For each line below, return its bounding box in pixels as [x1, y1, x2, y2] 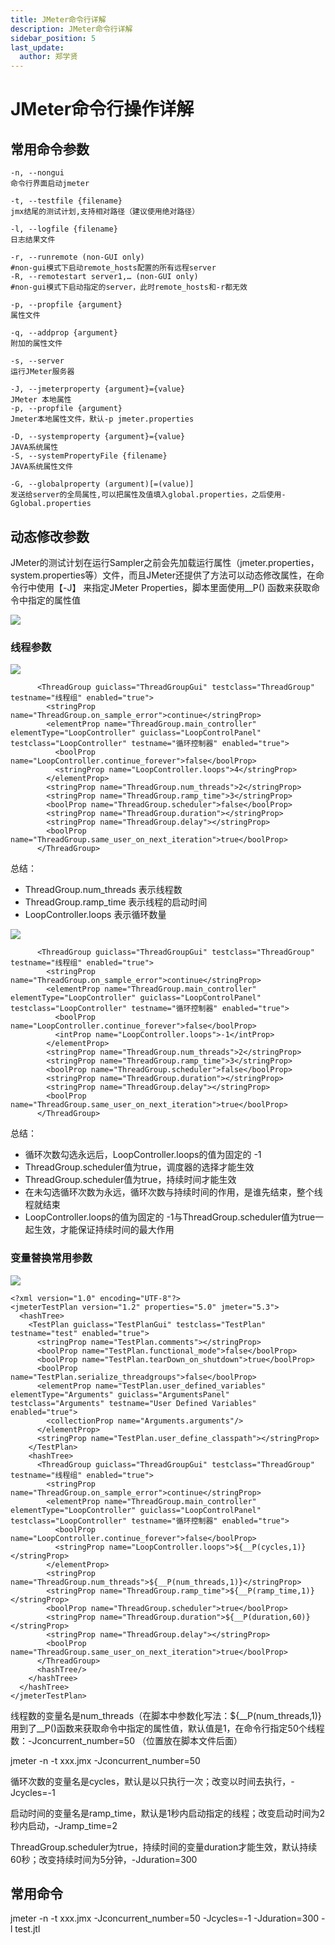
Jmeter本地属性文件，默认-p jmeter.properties [10, 414, 195, 425]
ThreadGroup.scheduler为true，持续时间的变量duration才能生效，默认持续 [10, 1841, 318, 1853]
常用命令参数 [10, 141, 90, 158]
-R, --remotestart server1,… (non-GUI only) [10, 272, 199, 282]
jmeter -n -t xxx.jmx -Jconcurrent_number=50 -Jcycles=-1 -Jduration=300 [10, 1912, 320, 1925]
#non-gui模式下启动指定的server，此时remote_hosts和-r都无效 [10, 282, 248, 293]
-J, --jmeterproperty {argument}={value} [10, 384, 186, 395]
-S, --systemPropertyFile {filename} [10, 451, 168, 461]
